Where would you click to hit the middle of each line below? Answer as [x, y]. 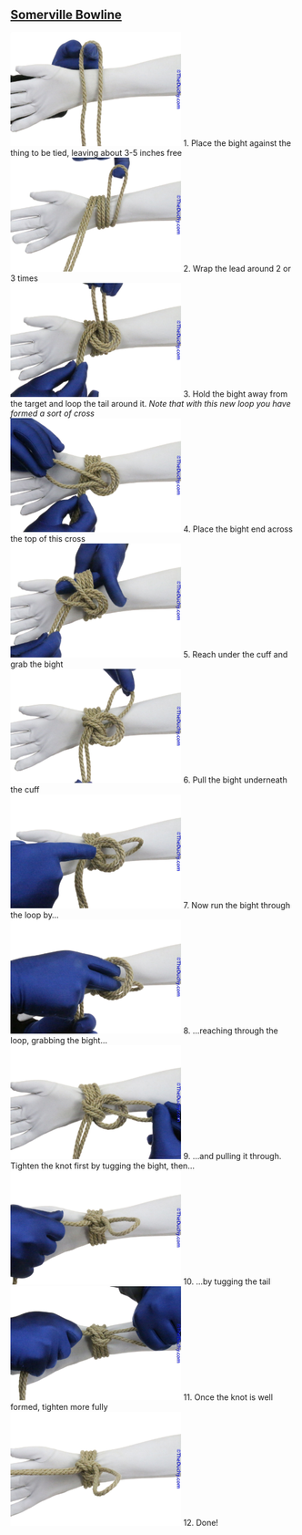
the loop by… [35, 915]
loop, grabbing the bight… [59, 1040]
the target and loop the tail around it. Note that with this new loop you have [151, 403]
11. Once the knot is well [228, 1397]
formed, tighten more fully [59, 1406]
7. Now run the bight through [237, 905]
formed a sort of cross [52, 413]
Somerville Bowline [66, 15]
